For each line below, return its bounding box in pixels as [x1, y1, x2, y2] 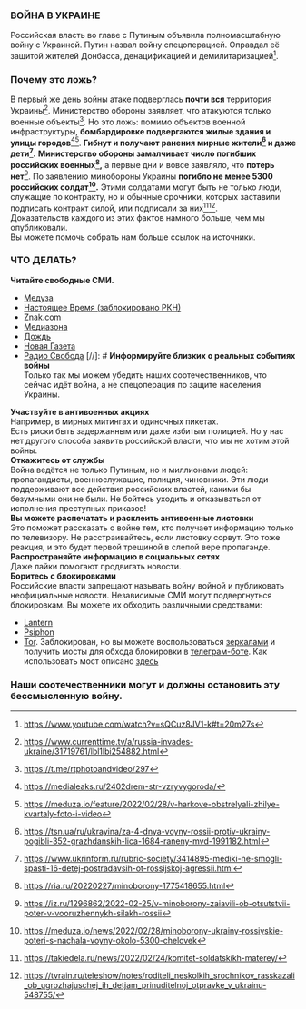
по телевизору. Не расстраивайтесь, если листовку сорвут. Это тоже [10, 531, 281, 542]
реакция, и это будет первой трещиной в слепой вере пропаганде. [10, 541, 271, 552]
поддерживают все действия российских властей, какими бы [10, 483, 252, 494]
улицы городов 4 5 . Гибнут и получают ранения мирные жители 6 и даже [10, 135, 297, 148]
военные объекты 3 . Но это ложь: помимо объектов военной [10, 114, 246, 127]
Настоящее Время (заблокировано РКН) [23, 302, 182, 312]
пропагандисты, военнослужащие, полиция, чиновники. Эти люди [10, 473, 269, 485]
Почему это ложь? [10, 73, 98, 85]
